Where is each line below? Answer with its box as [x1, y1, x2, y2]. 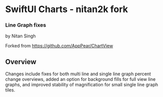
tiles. [5, 87, 15, 93]
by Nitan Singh [5, 33, 36, 39]
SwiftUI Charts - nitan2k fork [5, 4, 128, 15]
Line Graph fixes [5, 22, 46, 29]
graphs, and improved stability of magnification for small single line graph [5, 82, 158, 88]
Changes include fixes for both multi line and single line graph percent [5, 71, 151, 77]
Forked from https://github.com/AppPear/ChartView [5, 43, 114, 49]
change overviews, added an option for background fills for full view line [5, 76, 156, 82]
